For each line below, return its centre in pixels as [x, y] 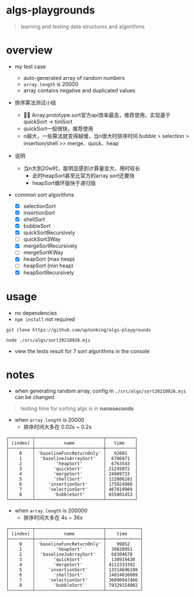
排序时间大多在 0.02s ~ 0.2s [58, 427]
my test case [30, 66]
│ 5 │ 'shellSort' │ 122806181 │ [72, 479]
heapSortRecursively [49, 272]
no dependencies [36, 313]
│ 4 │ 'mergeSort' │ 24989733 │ [72, 474]
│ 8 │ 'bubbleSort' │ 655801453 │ [72, 495]
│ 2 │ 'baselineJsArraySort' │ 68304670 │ [75, 555]
